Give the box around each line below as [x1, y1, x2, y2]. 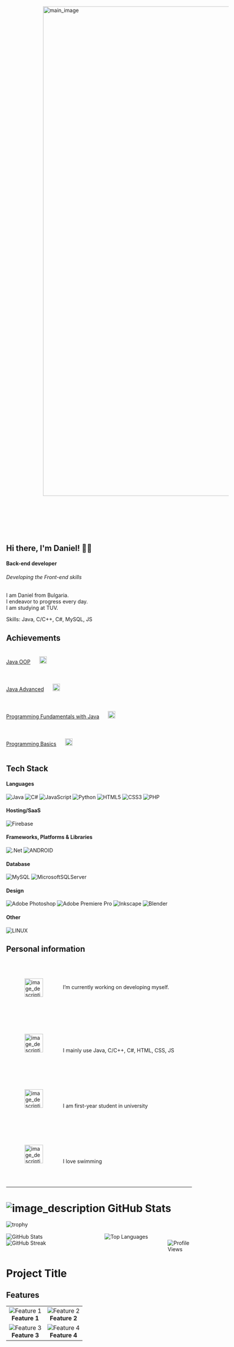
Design [6, 887, 24, 894]
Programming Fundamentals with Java [6, 713, 100, 720]
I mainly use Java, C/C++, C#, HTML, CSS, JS [62, 1047, 174, 1054]
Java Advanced [6, 686, 44, 693]
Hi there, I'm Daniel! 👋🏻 [6, 543, 93, 554]
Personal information [6, 944, 85, 954]
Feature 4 [50, 1331, 78, 1339]
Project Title [6, 1267, 67, 1280]
